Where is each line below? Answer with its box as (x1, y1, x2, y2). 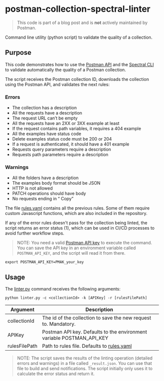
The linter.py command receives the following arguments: (5, 286, 121, 292)
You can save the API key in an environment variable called (17, 245, 136, 251)
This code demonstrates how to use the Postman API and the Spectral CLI (5, 61, 154, 67)
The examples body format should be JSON (12, 180, 101, 186)
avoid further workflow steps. (5, 230, 64, 236)
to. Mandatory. (42, 321, 76, 328)
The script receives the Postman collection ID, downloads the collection (5, 76, 149, 82)
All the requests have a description (12, 110, 82, 116)
